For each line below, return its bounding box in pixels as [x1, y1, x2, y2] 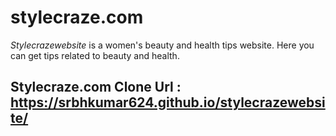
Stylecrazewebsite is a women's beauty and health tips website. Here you [10, 39, 315, 51]
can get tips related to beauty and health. [10, 49, 180, 61]
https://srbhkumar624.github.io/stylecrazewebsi [10, 94, 326, 111]
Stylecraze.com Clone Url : [10, 79, 182, 96]
